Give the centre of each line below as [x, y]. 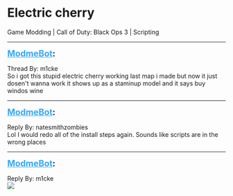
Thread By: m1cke [33, 68]
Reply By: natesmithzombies [48, 127]
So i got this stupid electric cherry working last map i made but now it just [112, 76]
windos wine [25, 90]
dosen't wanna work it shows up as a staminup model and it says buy [106, 83]
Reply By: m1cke [31, 178]
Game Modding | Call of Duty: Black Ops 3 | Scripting [83, 32]
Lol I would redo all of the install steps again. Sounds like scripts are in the [113, 134]
